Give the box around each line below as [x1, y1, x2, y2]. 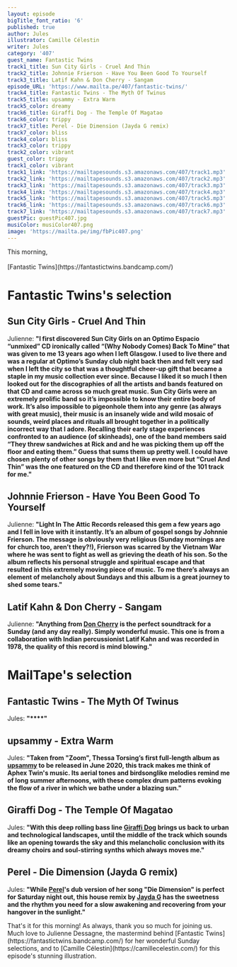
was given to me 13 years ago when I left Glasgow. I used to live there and [7, 349, 227, 358]
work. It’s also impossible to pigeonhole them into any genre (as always [7, 402, 221, 410]
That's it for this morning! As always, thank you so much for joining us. [7, 921, 213, 929]
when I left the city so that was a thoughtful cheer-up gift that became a [7, 364, 223, 373]
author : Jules [7, 30, 50, 38]
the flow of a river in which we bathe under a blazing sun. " [7, 783, 182, 792]
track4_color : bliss [7, 135, 69, 142]
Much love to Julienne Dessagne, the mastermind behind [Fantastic [7, 929, 204, 937]
